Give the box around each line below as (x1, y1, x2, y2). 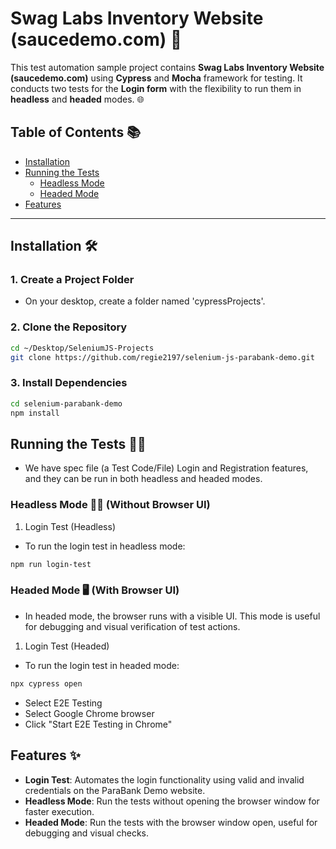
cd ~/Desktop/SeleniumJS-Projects (10, 343, 155, 353)
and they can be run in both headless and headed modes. (24, 473, 263, 485)
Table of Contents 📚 (10, 124, 142, 141)
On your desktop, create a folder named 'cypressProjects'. (24, 295, 266, 307)
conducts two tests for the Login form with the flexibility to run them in (10, 82, 302, 94)
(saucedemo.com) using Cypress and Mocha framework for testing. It (10, 72, 303, 84)
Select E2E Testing (24, 697, 103, 709)
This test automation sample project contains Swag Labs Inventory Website (10, 61, 325, 73)
